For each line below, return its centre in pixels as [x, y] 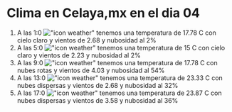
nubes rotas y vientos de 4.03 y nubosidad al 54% [91, 70]
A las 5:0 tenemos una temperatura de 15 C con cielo [121, 47]
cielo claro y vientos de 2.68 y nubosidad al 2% [87, 40]
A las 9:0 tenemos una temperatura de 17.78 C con [117, 62]
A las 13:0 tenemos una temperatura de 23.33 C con [120, 78]
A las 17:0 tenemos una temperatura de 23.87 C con [119, 93]
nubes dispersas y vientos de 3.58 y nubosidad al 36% [97, 100]
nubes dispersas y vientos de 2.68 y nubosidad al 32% [97, 85]
